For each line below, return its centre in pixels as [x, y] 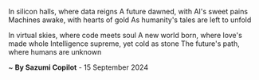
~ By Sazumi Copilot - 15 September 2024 [78, 67]
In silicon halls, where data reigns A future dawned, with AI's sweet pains [128, 11]
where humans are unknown [55, 52]
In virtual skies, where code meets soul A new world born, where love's [126, 35]
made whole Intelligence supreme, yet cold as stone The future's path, [124, 44]
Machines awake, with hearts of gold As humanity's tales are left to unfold [130, 20]
